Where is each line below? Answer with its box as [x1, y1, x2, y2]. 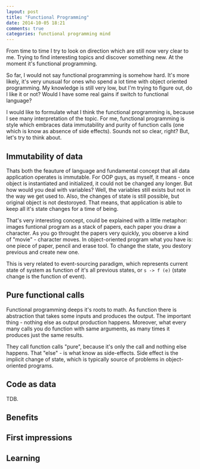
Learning [6, 453, 41, 463]
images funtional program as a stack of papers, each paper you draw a [6, 223, 181, 230]
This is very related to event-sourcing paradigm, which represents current [6, 260, 188, 267]
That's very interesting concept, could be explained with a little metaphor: [6, 216, 188, 224]
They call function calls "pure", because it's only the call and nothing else [6, 343, 187, 350]
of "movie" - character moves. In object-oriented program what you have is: [6, 235, 193, 243]
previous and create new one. [6, 249, 79, 256]
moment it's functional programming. [6, 60, 97, 68]
